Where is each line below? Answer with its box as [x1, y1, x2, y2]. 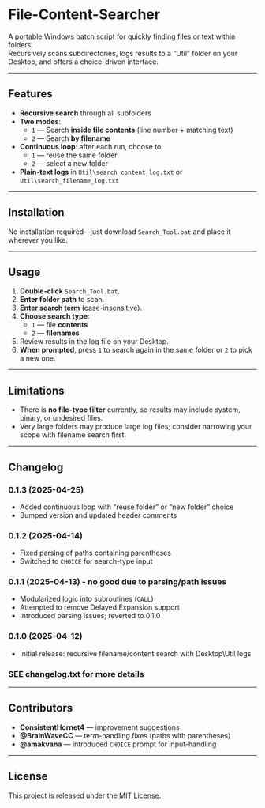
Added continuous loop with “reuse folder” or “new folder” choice [19, 502, 234, 512]
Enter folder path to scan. [19, 295, 105, 304]
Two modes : [19, 116, 62, 126]
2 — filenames [31, 328, 80, 338]
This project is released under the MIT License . [8, 791, 162, 800]
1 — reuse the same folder [31, 150, 118, 160]
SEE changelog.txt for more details [8, 668, 144, 679]
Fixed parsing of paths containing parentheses [19, 548, 172, 558]
